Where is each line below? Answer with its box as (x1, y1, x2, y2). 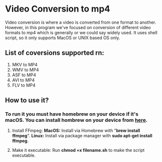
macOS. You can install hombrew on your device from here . (5, 117, 148, 124)
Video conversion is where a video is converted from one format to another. (5, 19, 157, 25)
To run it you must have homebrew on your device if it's (5, 111, 139, 118)
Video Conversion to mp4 (5, 3, 111, 15)
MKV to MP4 (12, 61, 38, 67)
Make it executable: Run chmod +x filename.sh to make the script (12, 147, 145, 153)
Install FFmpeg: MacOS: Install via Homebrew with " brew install (12, 128, 140, 133)
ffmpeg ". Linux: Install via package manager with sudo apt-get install (12, 133, 153, 139)
